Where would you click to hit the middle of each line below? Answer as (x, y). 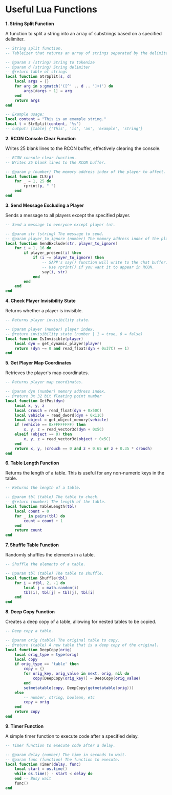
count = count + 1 (43, 521)
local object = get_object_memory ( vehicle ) (62, 420)
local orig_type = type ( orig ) (47, 654)
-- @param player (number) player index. (50, 329)
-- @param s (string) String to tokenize (50, 62)
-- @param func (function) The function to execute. (63, 759)
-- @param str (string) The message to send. (55, 234)
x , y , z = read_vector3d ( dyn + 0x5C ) (64, 429)
